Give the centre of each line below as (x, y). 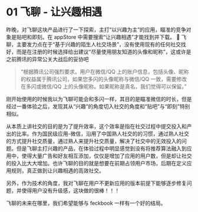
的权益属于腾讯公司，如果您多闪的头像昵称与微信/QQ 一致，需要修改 (104, 79)
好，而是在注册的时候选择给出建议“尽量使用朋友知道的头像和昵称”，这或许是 (99, 51)
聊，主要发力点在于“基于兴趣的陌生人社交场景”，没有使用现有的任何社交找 (96, 44)
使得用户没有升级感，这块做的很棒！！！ (70, 190)
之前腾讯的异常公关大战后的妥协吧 (47, 59)
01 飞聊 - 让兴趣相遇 (54, 12)
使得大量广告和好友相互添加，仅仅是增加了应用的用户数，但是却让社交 (107, 156)
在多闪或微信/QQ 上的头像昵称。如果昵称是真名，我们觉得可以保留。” (103, 86)
